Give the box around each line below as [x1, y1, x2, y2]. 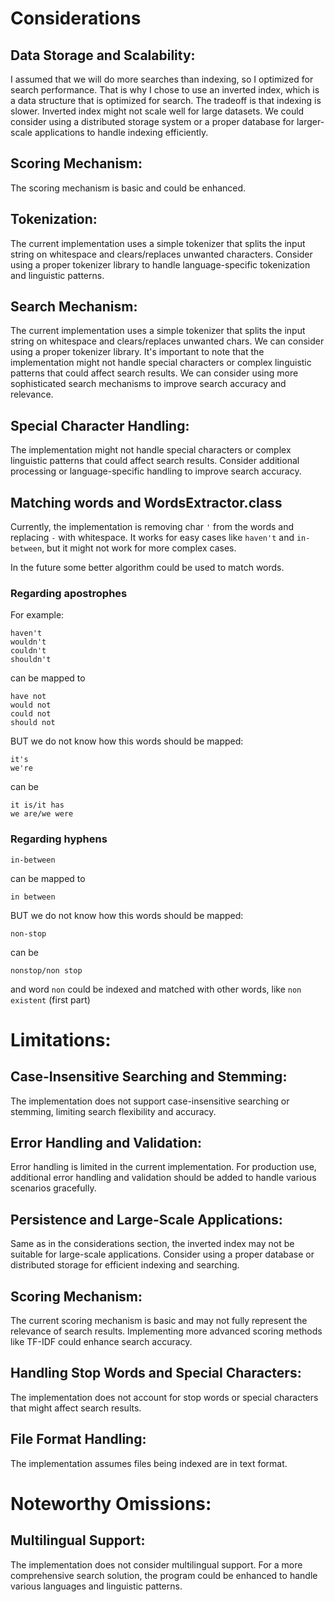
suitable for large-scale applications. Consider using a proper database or [10, 1248, 315, 1261]
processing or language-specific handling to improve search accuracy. [10, 465, 302, 477]
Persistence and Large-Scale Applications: [10, 1211, 283, 1228]
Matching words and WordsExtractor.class [10, 494, 283, 511]
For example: [10, 609, 65, 621]
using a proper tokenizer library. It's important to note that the [10, 346, 265, 358]
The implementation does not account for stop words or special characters [10, 1391, 319, 1403]
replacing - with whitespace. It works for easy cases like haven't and [10, 532, 295, 544]
